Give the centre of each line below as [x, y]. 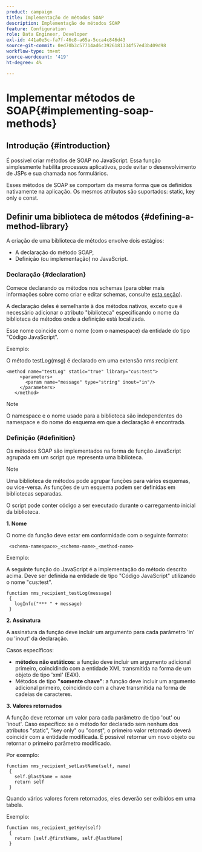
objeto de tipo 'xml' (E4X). [47, 675]
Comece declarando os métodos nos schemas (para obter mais [86, 287]
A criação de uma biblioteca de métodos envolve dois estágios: [85, 241]
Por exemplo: [23, 755]
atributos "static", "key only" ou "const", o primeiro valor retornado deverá [99, 730]
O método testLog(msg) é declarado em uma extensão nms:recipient [92, 360]
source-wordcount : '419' [37, 57]
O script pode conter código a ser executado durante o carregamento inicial [101, 505]
